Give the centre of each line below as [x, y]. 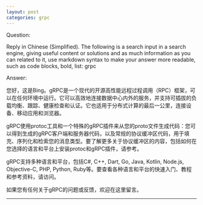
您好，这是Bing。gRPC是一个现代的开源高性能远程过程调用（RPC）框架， [98, 90]
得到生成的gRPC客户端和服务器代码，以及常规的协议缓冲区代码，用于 [98, 133]
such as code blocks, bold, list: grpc [51, 66]
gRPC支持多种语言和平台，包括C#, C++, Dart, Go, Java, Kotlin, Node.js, [95, 161]
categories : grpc [28, 18]
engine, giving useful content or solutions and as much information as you [98, 53]
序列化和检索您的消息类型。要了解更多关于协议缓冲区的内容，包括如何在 [107, 141]
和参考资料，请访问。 [33, 176]
